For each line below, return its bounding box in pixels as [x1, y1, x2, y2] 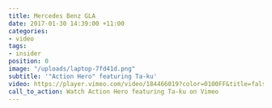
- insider [8, 50, 42, 58]
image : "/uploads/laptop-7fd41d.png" [8, 65, 136, 73]
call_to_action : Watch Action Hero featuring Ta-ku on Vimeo [8, 87, 219, 96]
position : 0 [8, 58, 49, 66]
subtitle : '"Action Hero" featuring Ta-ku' [8, 72, 158, 80]
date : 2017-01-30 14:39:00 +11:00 [8, 19, 125, 28]
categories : [8, 27, 49, 35]
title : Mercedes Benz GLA [8, 11, 96, 20]
